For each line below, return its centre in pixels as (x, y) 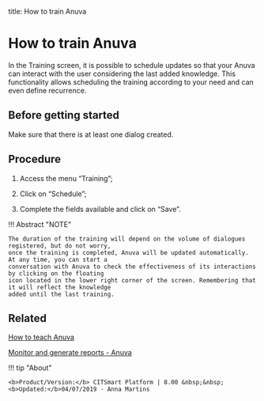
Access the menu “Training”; (66, 178)
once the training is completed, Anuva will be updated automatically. (128, 252)
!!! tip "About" (30, 368)
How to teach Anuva (41, 337)
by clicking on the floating (56, 273)
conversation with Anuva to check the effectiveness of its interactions (132, 267)
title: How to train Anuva (47, 11)
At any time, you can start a (58, 259)
